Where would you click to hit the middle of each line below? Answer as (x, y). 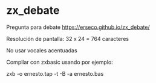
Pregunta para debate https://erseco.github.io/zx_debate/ (78, 27)
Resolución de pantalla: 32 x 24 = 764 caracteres (67, 38)
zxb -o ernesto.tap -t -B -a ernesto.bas (55, 73)
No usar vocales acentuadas (42, 50)
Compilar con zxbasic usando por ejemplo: (60, 62)
